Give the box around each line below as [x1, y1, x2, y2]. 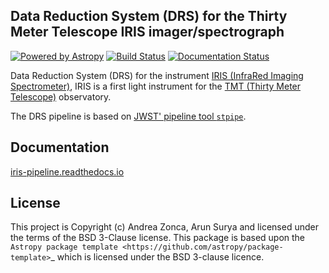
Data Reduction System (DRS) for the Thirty [10, 8, 288, 25]
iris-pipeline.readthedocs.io [10, 165, 125, 178]
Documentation [10, 139, 110, 156]
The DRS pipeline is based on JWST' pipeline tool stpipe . [10, 110, 247, 122]
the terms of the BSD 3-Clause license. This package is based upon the [10, 232, 306, 244]
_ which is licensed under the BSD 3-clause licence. [50, 251, 265, 263]
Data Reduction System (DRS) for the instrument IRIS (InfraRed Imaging [10, 69, 304, 81]
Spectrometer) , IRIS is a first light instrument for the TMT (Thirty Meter [10, 80, 302, 92]
